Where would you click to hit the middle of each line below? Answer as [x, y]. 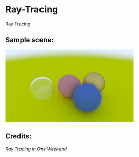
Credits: [18, 137]
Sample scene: [29, 40]
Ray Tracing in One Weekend [36, 149]
